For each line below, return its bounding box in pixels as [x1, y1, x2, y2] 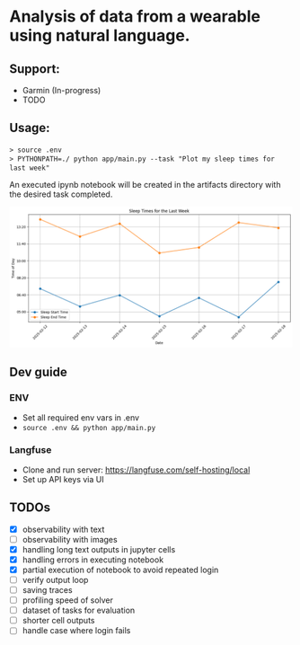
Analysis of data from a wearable [9, 6, 260, 27]
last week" [9, 163, 50, 172]
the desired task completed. [9, 189, 113, 199]
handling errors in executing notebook [22, 554, 164, 565]
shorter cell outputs [22, 615, 95, 626]
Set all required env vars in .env [22, 411, 140, 423]
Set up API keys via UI [22, 473, 105, 484]
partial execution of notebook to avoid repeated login [22, 564, 219, 575]
